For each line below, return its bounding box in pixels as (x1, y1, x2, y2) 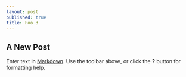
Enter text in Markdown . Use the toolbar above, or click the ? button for (6, 58, 181, 65)
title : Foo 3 (6, 20, 39, 26)
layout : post (6, 8, 39, 15)
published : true (6, 14, 46, 20)
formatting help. (6, 64, 46, 72)
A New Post (6, 42, 51, 52)
